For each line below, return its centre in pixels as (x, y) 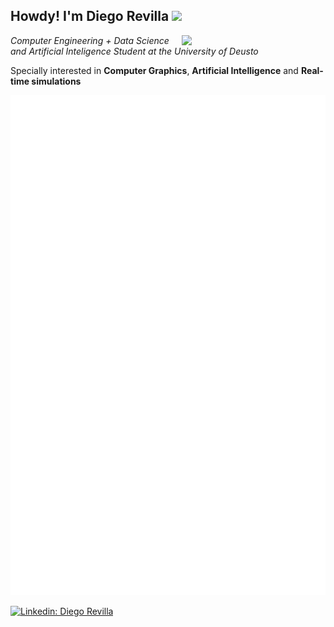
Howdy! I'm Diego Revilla (90, 16)
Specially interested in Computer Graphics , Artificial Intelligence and (154, 70)
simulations (56, 81)
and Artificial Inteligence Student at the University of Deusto (134, 51)
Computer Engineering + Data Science (90, 40)
